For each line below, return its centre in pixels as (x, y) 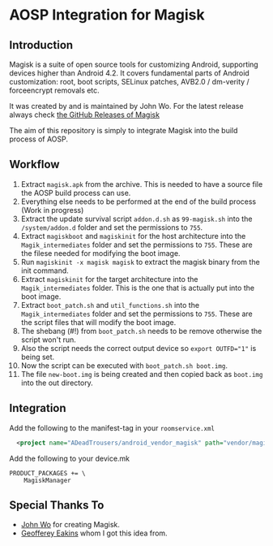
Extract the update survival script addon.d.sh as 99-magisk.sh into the (136, 219)
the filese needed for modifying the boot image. (100, 253)
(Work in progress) (52, 210)
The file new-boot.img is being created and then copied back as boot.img (142, 374)
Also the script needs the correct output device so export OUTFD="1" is (139, 348)
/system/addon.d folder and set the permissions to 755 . (112, 227)
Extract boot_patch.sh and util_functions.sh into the (110, 305)
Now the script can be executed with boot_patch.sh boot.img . (124, 365)
